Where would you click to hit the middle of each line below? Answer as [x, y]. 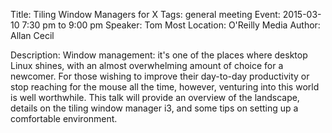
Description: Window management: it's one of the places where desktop [159, 55]
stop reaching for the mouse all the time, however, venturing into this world [165, 87]
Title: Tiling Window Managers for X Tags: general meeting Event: [145, 14]
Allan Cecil [32, 35]
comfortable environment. [64, 118]
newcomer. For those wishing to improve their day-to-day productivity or [160, 76]
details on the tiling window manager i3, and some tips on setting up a [154, 108]
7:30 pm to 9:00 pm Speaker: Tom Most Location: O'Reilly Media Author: [171, 25]
